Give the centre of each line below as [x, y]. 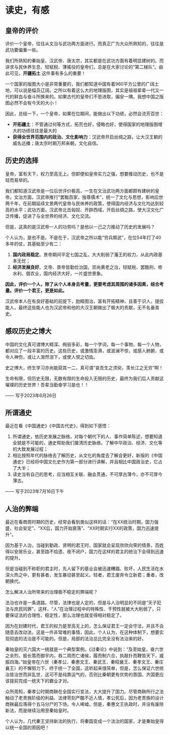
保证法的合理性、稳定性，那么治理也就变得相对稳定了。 [67, 615]
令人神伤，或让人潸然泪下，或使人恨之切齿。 [52, 357]
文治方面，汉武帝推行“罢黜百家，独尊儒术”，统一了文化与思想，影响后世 [89, 197]
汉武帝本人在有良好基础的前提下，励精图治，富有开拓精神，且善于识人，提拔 [84, 301]
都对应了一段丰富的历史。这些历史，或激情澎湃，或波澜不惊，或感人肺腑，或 [84, 351]
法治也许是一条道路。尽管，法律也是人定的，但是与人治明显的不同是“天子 [81, 603]
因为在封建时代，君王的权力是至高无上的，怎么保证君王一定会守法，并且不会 [84, 626]
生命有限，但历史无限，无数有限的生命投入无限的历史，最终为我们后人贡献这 [84, 378]
